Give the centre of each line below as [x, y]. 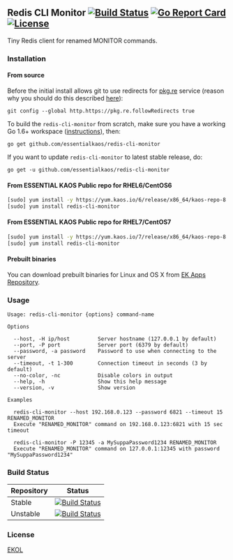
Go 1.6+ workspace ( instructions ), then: [64, 131]
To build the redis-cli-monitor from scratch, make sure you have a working [116, 123]
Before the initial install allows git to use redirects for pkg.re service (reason [116, 91]
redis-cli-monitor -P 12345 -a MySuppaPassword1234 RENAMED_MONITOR [115, 443]
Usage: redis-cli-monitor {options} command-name [81, 315]
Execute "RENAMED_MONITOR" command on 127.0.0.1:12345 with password [116, 449]
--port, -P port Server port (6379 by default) [101, 345]
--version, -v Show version [75, 388]
